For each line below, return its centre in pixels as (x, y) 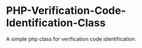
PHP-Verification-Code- (66, 11)
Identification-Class (56, 23)
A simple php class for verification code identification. (71, 39)
